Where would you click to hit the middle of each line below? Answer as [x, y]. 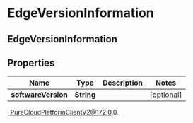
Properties [31, 63]
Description [123, 83]
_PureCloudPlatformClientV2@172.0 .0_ [64, 112]
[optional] [166, 95]
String [85, 95]
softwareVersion [40, 95]
